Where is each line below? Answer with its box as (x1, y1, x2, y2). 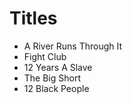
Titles (9, 7, 58, 30)
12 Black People (23, 82, 90, 94)
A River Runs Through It (23, 40, 123, 52)
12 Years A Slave (23, 61, 93, 73)
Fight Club (23, 50, 67, 62)
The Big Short (23, 72, 82, 84)
